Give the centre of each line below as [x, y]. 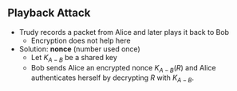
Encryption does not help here [81, 40]
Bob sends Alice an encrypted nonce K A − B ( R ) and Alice [123, 68]
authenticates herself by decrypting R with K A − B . [113, 79]
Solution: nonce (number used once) [79, 49]
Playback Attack [49, 13]
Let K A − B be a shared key [74, 58]
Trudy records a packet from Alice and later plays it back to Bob [124, 32]
